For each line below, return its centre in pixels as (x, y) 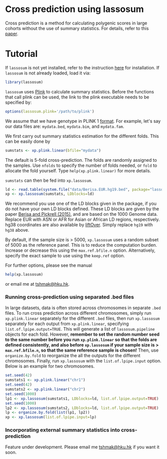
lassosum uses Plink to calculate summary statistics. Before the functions (80, 91)
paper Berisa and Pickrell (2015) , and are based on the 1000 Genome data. (82, 214)
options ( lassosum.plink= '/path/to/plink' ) (50, 111)
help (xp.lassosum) (24, 275)
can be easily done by (28, 141)
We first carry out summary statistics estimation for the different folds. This (82, 136)
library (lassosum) (24, 82)
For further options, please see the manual (49, 265)
